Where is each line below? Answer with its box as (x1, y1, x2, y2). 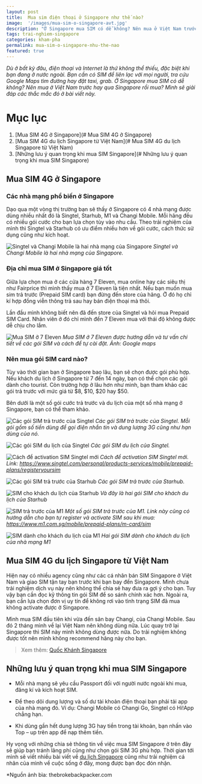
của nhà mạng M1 (6, 538, 51, 545)
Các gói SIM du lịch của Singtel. (90, 442, 170, 449)
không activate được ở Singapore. (6, 603, 90, 611)
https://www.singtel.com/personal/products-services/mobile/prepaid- (19, 460, 194, 467)
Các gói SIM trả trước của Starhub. (97, 478, 185, 485)
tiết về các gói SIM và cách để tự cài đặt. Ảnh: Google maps (6, 339, 156, 347)
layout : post (6, 8, 39, 15)
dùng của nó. (6, 430, 40, 437)
